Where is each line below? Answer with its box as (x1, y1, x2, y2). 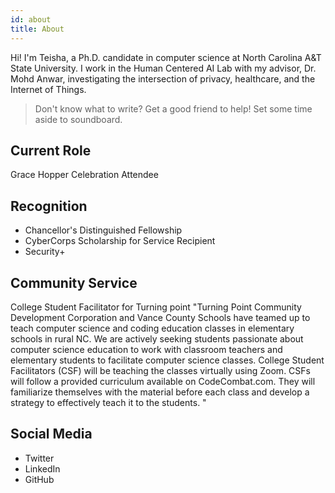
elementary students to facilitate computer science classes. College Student (10, 354, 325, 366)
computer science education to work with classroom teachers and (10, 343, 283, 355)
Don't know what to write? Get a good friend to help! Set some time (34, 102, 313, 115)
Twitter (24, 452, 55, 464)
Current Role (10, 142, 92, 159)
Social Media (10, 426, 93, 443)
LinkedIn (24, 462, 61, 475)
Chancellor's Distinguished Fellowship (24, 224, 183, 236)
